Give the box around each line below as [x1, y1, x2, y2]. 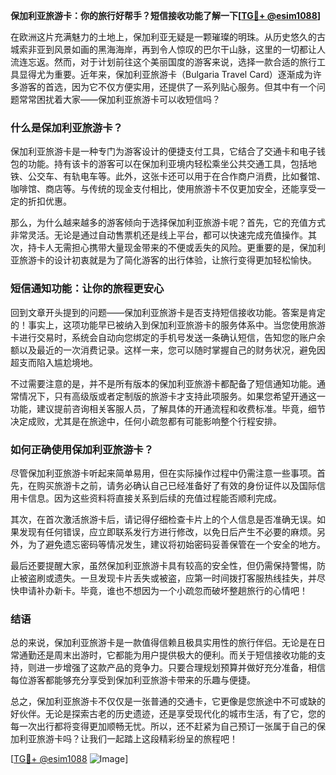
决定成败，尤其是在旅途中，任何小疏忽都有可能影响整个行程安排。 [10, 415, 282, 427]
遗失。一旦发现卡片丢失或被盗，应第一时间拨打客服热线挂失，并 [53, 572, 317, 584]
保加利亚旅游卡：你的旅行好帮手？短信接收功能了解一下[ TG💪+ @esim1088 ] [10, 10, 322, 21]
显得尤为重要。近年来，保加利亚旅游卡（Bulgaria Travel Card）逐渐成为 [18, 69, 313, 80]
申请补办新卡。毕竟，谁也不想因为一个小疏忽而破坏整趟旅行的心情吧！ [18, 584, 308, 596]
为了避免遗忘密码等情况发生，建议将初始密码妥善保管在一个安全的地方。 [27, 538, 326, 550]
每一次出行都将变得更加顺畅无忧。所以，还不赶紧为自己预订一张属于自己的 [10, 720, 317, 733]
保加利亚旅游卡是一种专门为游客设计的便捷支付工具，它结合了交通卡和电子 [10, 145, 317, 158]
